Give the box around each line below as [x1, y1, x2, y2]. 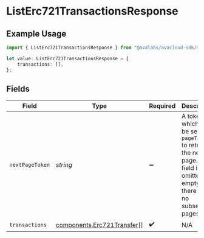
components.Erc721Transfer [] [55, 220, 143, 229]
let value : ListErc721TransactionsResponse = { [6, 55, 129, 61]
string [55, 161, 73, 169]
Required [148, 102, 176, 110]
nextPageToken [9, 161, 50, 169]
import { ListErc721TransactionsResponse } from [6, 44, 132, 51]
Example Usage [6, 29, 67, 39]
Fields [6, 83, 30, 94]
